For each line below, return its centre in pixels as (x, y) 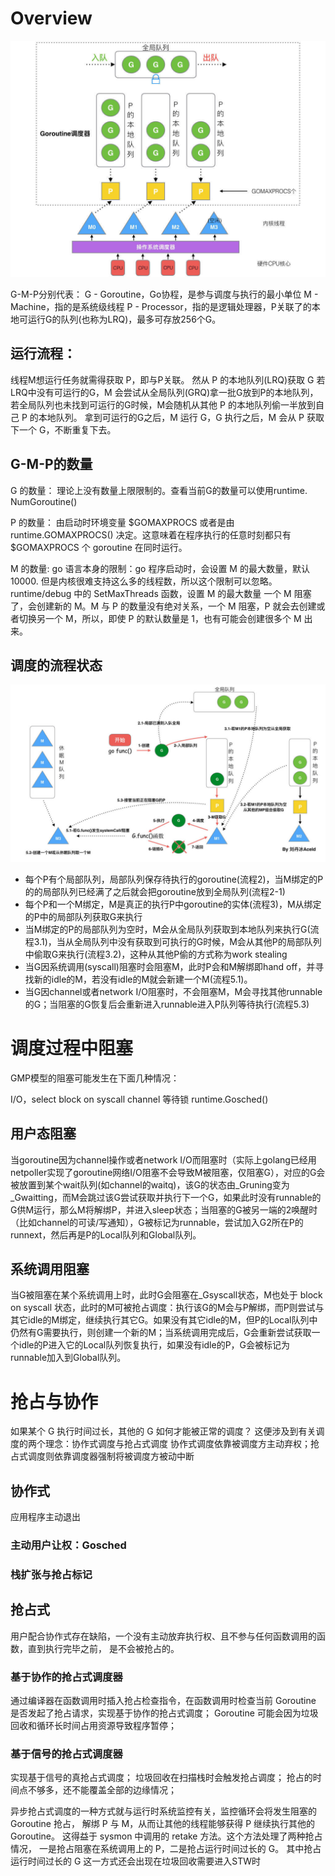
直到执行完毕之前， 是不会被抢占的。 (103, 1648)
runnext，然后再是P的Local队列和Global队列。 (106, 1234)
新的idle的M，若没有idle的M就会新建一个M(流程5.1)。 (143, 979)
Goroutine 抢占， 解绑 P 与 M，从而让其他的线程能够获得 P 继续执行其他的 (163, 1824)
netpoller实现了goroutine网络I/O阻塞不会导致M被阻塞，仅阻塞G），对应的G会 (168, 1172)
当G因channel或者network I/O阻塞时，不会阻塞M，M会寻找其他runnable (173, 991)
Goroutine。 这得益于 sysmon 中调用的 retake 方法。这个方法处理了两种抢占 (166, 1836)
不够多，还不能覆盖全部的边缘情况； (102, 1790)
